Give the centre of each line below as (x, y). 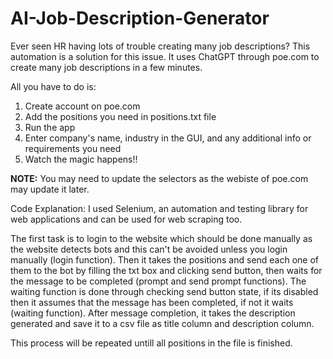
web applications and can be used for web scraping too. (126, 219)
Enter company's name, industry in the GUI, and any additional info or (168, 138)
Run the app (50, 127)
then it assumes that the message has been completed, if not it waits (152, 302)
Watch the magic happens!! (81, 159)
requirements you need (73, 148)
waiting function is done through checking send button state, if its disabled (164, 291)
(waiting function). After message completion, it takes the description (153, 313)
